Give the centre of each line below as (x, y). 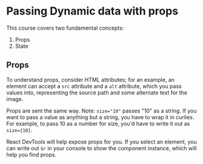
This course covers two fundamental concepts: (65, 28)
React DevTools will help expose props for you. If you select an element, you (101, 142)
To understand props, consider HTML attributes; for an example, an (90, 79)
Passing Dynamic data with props (92, 11)
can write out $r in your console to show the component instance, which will (101, 148)
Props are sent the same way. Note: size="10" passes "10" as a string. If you (101, 111)
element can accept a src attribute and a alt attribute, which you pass (94, 86)
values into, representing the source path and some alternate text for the (97, 93)
